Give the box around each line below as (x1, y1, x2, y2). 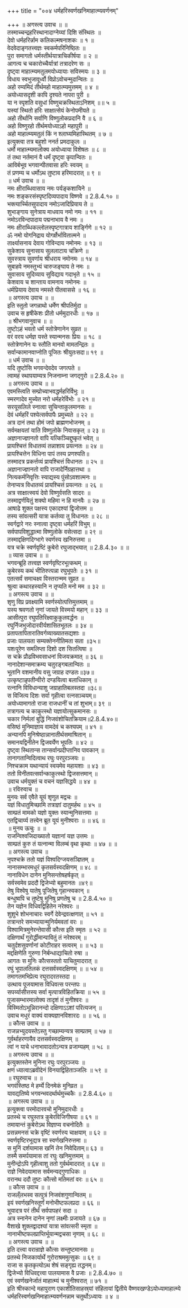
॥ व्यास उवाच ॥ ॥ (7, 551, 48, 559)
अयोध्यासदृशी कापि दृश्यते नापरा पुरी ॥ (7, 91, 90, 98)
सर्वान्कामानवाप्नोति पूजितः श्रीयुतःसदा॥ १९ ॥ (7, 348, 104, 356)
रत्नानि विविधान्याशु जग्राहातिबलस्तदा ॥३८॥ (7, 684, 102, 691)
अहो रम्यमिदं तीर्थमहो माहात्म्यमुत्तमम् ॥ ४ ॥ (7, 83, 99, 91)
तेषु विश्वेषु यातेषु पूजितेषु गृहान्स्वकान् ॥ (7, 886, 90, 895)
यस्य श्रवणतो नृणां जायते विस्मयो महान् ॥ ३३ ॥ (7, 605, 109, 614)
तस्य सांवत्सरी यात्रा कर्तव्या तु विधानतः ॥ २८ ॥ (7, 512, 109, 520)
